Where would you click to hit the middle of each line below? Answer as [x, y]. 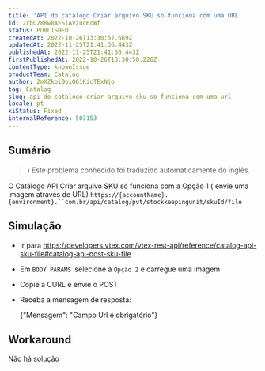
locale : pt [26, 104]
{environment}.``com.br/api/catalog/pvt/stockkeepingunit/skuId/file [125, 202]
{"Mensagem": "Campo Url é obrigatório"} [89, 315]
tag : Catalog [30, 89]
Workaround [40, 340]
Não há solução [34, 359]
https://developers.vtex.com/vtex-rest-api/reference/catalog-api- [150, 245]
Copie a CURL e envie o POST [69, 284]
